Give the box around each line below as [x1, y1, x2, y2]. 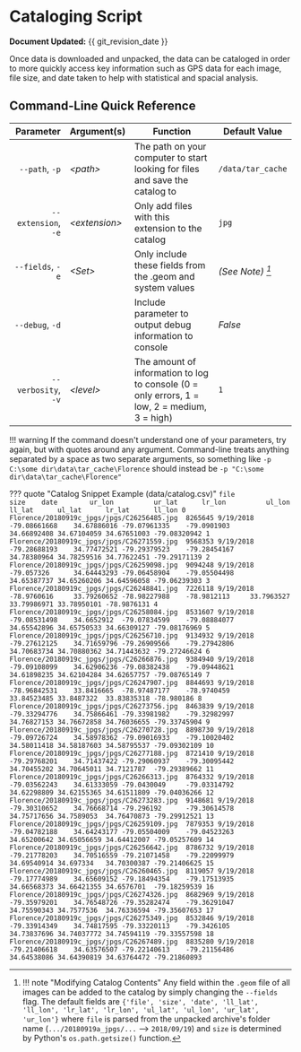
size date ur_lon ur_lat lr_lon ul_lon [9, 498, 291, 507]
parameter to [133, 307, 189, 319]
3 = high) [133, 411, 173, 423]
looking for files [133, 162, 200, 175]
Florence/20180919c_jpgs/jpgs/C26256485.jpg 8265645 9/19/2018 [9, 513, 254, 522]
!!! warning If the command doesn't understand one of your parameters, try [9, 434, 287, 445]
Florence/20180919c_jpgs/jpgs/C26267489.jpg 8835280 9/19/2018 [9, 937, 254, 946]
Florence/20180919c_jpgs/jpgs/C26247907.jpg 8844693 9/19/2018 [9, 678, 254, 687]
